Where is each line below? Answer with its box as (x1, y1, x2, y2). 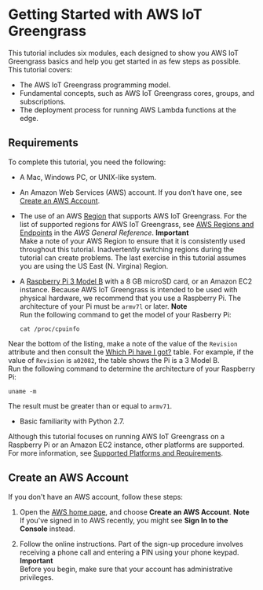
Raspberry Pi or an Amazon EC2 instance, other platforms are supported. (8, 440, 245, 449)
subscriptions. (19, 97, 66, 106)
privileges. (19, 572, 54, 582)
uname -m (8, 387, 37, 395)
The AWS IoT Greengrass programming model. (19, 80, 171, 90)
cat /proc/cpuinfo (19, 324, 80, 333)
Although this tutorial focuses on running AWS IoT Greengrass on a (8, 431, 225, 441)
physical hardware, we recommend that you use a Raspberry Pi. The (19, 293, 242, 302)
